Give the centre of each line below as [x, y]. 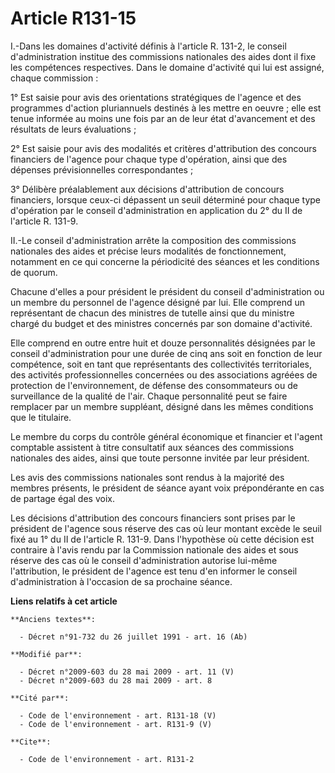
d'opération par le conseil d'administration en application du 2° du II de [156, 210]
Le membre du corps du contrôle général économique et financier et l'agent [166, 436]
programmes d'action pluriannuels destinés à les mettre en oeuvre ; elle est [166, 108]
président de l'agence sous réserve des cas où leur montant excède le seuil [166, 528]
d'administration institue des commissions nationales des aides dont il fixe [163, 56]
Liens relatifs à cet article [64, 601]
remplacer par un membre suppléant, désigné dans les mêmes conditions [162, 406]
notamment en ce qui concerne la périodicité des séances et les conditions [165, 261]
